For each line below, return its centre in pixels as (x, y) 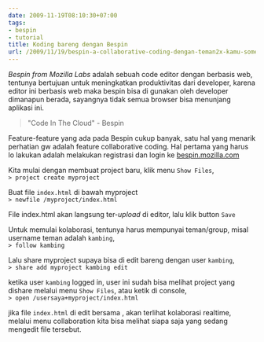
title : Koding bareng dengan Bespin (68, 45)
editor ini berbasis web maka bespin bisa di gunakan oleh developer (118, 91)
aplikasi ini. (26, 108)
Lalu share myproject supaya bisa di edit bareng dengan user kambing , (121, 260)
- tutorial (26, 37)
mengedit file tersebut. (45, 329)
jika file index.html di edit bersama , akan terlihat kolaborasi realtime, (120, 313)
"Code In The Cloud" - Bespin (75, 123)
